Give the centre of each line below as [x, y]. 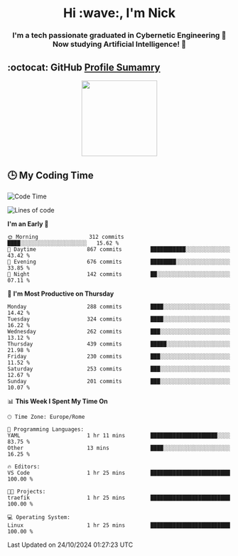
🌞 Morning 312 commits [66, 237]
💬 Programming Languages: [45, 429]
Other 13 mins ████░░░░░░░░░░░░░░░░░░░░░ [119, 448]
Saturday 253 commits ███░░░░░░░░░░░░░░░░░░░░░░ [119, 369]
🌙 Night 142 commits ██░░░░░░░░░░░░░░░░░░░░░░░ [119, 274]
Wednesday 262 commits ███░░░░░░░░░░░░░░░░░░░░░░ [119, 331]
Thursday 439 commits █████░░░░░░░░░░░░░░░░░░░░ [119, 344]
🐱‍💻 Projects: [27, 491]
